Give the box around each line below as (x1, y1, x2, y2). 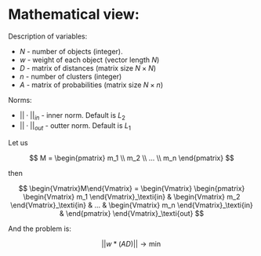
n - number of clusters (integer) (19, 71, 122, 81)
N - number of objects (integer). (19, 46, 123, 56)
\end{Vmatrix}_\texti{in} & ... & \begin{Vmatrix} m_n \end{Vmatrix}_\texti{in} (10, 200, 253, 210)
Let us (8, 137, 29, 147)
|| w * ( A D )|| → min (101, 239, 161, 248)
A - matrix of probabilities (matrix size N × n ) (19, 80, 163, 90)
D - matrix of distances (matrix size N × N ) (19, 63, 157, 72)
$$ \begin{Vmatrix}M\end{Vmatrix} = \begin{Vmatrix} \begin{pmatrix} (18, 183, 245, 193)
